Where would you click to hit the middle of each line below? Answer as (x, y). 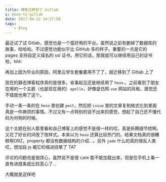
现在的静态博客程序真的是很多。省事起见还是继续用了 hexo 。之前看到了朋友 (82, 83)
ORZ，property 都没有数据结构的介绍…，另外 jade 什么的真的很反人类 (85, 141)
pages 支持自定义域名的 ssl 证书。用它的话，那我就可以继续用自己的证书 (79, 56)
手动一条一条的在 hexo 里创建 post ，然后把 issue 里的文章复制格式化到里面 (81, 106)
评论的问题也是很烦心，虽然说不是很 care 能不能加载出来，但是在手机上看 (80, 158)
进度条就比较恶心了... (35, 164)
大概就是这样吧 (20, 175)
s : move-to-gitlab (24, 14)
